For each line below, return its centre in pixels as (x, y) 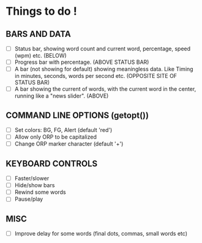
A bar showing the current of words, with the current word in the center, (105, 89)
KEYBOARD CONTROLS (52, 164)
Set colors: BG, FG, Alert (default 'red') (63, 130)
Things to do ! (41, 11)
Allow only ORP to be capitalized (56, 137)
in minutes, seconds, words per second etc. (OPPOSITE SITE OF (96, 76)
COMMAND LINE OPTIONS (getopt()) (77, 115)
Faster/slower (32, 179)
